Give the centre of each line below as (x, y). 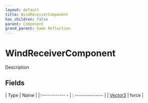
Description (17, 67)
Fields (15, 83)
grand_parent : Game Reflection (38, 29)
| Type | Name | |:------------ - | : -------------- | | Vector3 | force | (75, 95)
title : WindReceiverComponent (37, 15)
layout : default (22, 10)
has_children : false (27, 19)
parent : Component (24, 24)
